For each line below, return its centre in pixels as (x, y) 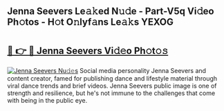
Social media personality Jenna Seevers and (142, 71)
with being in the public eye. (47, 100)
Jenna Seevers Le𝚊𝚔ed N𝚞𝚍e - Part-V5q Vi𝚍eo (111, 11)
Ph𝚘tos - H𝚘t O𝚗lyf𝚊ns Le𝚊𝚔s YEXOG (91, 22)
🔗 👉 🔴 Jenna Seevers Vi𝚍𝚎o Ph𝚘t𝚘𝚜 (88, 51)
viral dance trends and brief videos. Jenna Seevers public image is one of (112, 86)
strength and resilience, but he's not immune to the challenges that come (111, 93)
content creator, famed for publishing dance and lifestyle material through (112, 78)
